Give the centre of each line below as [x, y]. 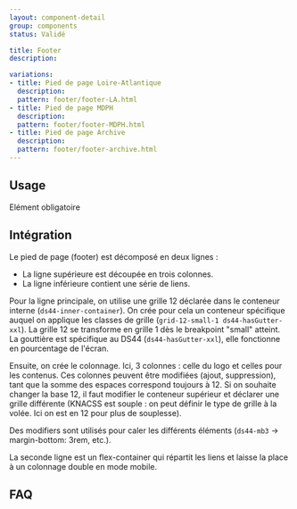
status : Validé [37, 34]
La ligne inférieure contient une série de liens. [106, 283]
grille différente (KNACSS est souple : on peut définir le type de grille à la [143, 404]
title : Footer [36, 50]
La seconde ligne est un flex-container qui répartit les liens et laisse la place [149, 457]
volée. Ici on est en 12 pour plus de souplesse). [95, 413]
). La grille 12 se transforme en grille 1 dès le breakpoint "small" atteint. [151, 329]
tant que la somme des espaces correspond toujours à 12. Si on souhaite [143, 384]
